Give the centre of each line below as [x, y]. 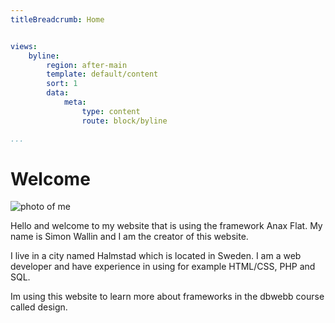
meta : [75, 102]
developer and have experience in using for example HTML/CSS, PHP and [163, 267]
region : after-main [87, 65]
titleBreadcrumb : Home [57, 19]
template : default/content [102, 74]
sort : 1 [62, 84]
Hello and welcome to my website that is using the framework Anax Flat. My [166, 226]
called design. [39, 307]
